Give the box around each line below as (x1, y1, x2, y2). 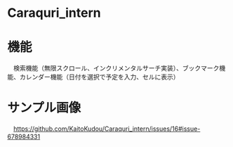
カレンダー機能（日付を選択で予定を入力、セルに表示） (19, 72, 180, 82)
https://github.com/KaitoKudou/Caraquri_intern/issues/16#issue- (13, 124, 201, 133)
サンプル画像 (7, 100, 81, 116)
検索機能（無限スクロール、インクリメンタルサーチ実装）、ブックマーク (13, 64, 220, 72)
